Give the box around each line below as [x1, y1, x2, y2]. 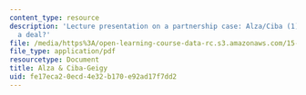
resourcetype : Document [9, 55, 100, 64]
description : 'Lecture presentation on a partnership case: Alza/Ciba [9, 22, 283, 31]
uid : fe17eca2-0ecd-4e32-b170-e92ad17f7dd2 [9, 72, 178, 81]
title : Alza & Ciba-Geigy [9, 64, 107, 73]
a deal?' [17, 30, 51, 39]
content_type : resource [9, 13, 100, 23]
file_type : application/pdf [9, 47, 117, 56]
